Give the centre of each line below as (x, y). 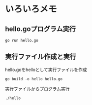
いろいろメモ (31, 9)
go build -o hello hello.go (34, 79)
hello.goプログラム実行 (41, 29)
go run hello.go (22, 40)
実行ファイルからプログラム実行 (37, 89)
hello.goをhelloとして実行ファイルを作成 (46, 70)
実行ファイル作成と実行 (41, 57)
